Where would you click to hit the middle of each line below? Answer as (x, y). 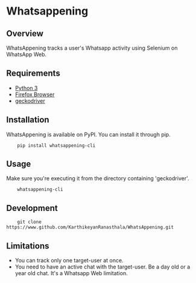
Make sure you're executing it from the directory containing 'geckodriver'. (98, 178)
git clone (30, 222)
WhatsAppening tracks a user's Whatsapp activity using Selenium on (92, 48)
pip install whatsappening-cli (56, 145)
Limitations (28, 246)
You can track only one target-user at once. (69, 261)
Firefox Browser (35, 94)
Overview (25, 34)
